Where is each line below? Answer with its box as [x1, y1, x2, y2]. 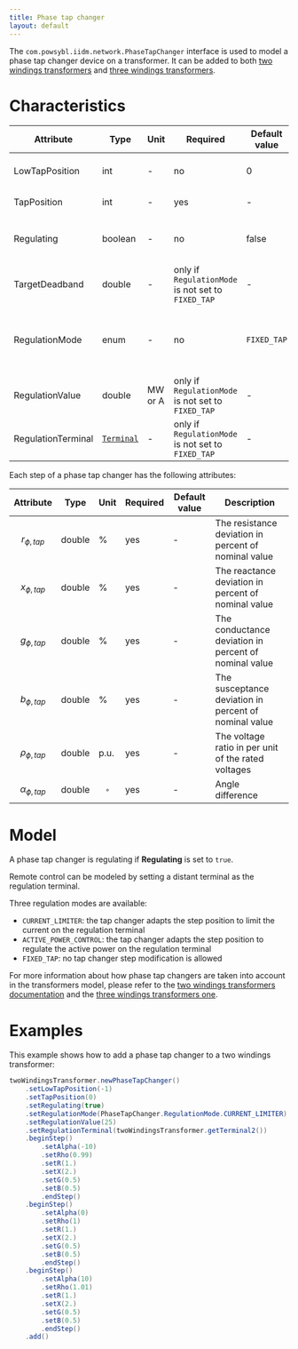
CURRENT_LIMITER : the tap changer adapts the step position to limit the [21, 915, 275, 926]
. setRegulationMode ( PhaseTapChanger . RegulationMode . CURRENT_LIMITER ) [25, 1109, 288, 1118]
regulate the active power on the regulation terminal [21, 944, 212, 954]
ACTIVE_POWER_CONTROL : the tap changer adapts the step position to [21, 934, 264, 945]
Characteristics [9, 95, 126, 116]
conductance [215, 624, 271, 636]
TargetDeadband [13, 278, 84, 291]
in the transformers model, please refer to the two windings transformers [9, 979, 276, 991]
